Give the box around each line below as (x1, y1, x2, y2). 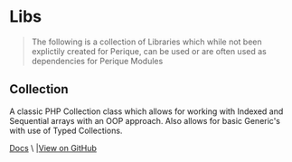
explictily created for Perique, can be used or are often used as (31, 45, 267, 56)
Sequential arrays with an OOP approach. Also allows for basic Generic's (9, 115, 280, 126)
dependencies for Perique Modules (31, 55, 164, 66)
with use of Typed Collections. (9, 125, 123, 136)
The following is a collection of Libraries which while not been (31, 36, 262, 47)
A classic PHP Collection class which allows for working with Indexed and (9, 106, 284, 117)
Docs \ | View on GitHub (9, 142, 98, 153)
